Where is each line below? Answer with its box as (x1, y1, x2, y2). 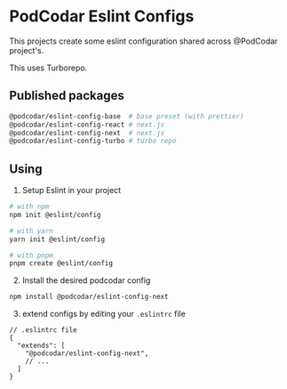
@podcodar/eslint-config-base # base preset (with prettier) (9, 111, 244, 121)
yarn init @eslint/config (9, 234, 105, 244)
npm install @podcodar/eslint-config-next (9, 292, 169, 302)
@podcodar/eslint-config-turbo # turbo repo (9, 136, 177, 146)
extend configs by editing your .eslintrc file (21, 309, 187, 320)
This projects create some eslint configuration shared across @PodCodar (9, 36, 278, 46)
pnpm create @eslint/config (9, 259, 114, 268)
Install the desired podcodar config (21, 275, 151, 286)
